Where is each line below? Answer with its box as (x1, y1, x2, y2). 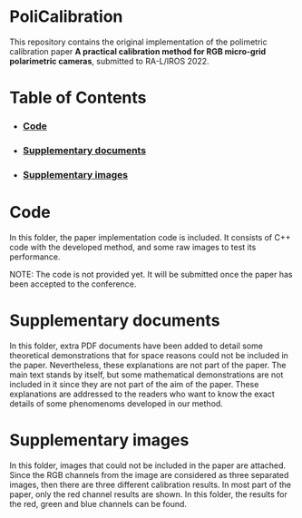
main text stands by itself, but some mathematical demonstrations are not (9, 369, 284, 380)
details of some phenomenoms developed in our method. (9, 397, 224, 409)
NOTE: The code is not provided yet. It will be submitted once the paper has (9, 269, 293, 279)
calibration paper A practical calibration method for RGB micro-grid (9, 45, 267, 56)
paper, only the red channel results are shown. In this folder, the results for (9, 488, 288, 500)
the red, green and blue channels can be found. (9, 498, 188, 509)
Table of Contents (9, 88, 147, 108)
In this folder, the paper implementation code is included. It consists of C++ (9, 231, 291, 242)
